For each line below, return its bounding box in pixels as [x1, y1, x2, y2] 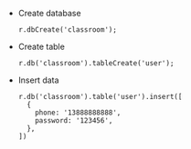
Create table [17, 41, 66, 52]
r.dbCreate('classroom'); [17, 25, 117, 35]
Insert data [17, 74, 59, 85]
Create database [17, 8, 81, 18]
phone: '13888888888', [35, 108, 122, 117]
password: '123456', [35, 116, 113, 125]
